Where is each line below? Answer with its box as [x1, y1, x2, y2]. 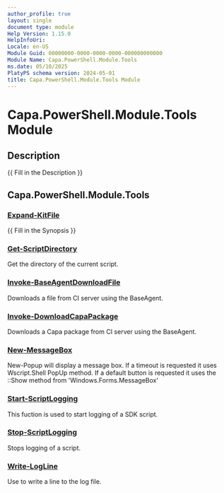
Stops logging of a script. [7, 443, 81, 452]
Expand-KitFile [7, 210, 60, 220]
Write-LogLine [7, 461, 59, 471]
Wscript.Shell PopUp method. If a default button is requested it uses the [7, 369, 217, 377]
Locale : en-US [7, 43, 49, 50]
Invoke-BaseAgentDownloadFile [7, 277, 121, 287]
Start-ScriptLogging [7, 394, 78, 404]
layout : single [7, 17, 52, 24]
